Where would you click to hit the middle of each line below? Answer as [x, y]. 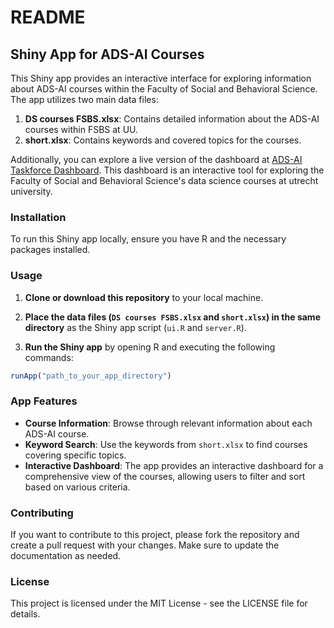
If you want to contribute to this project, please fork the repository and [155, 535]
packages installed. [50, 250]
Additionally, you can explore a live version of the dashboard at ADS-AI [156, 159]
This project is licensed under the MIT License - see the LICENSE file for [159, 603]
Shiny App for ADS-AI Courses [107, 54]
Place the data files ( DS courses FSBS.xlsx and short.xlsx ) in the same [172, 317]
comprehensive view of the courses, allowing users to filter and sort [165, 476]
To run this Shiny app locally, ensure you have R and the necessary [148, 239]
